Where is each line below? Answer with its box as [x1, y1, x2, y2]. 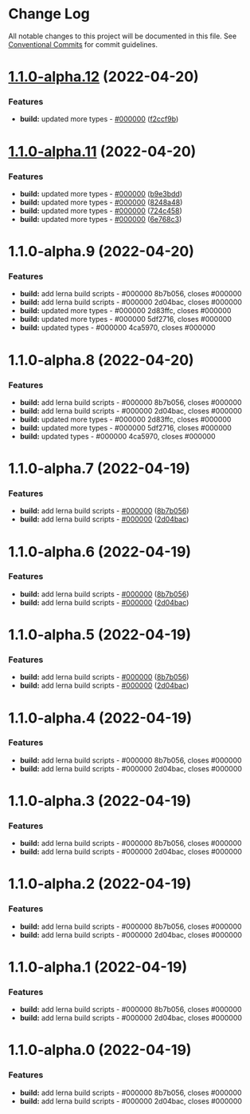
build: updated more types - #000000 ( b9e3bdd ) [19, 188, 183, 198]
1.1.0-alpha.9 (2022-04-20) [8, 243, 195, 260]
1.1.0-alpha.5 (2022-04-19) [8, 626, 192, 644]
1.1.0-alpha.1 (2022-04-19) [8, 957, 188, 976]
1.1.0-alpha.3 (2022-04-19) [8, 792, 192, 810]
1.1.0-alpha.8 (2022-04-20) [8, 351, 194, 369]
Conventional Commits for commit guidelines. [8, 39, 158, 49]
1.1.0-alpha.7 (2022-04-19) [8, 460, 191, 478]
